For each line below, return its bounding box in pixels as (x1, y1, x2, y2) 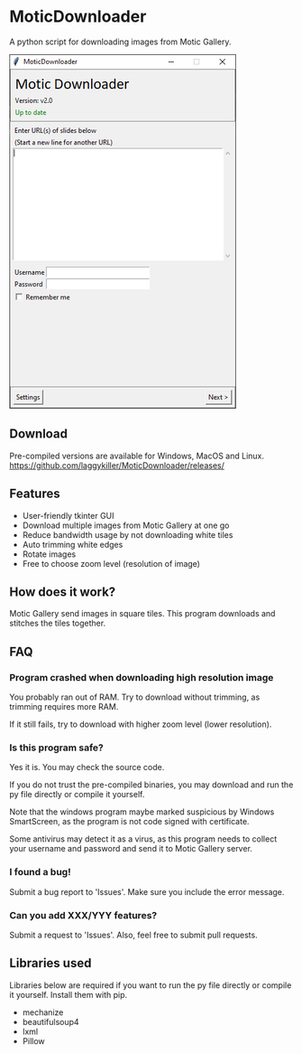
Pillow (22, 1035, 45, 1046)
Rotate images (22, 549, 77, 560)
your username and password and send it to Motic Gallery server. (9, 843, 252, 854)
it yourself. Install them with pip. (9, 989, 128, 1000)
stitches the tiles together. (9, 617, 106, 629)
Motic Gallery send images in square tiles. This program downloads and (9, 608, 276, 619)
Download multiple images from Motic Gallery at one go (22, 520, 230, 531)
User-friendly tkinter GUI (22, 510, 114, 521)
